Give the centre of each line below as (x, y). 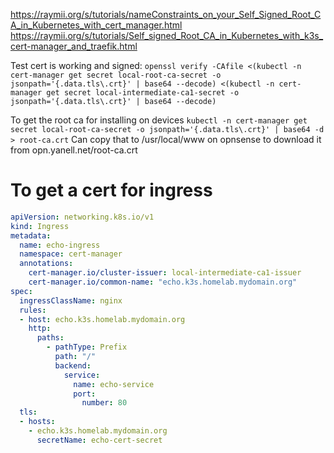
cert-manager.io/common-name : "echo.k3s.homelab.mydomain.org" (163, 282)
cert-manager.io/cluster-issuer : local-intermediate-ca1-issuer (165, 273)
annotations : (46, 264)
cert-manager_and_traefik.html (74, 46)
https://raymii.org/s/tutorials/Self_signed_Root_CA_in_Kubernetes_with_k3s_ (167, 35)
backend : (73, 365)
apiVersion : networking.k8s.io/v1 (82, 217)
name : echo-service (114, 384)
